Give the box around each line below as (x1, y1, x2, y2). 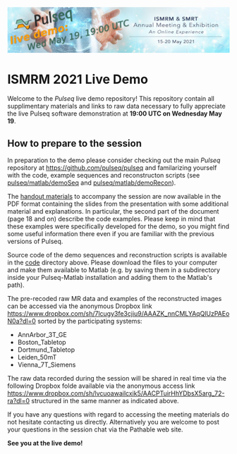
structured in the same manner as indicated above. (31, 397, 179, 405)
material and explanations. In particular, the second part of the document (7, 207, 219, 216)
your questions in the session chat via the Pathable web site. (7, 425, 183, 434)
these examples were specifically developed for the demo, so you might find (7, 222, 230, 231)
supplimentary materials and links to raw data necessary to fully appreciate (7, 102, 226, 111)
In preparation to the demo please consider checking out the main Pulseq (7, 156, 221, 165)
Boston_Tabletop (17, 338, 66, 347)
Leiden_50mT (17, 353, 57, 362)
